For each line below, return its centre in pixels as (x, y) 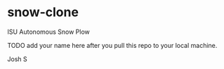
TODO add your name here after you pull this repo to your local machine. (112, 45)
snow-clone (43, 12)
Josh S (17, 59)
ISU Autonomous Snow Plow (48, 32)
